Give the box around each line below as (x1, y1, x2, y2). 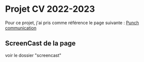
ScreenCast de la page (5, 39, 76, 48)
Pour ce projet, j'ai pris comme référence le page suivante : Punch (5, 20, 139, 26)
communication (5, 25, 37, 31)
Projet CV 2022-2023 (5, 3, 95, 15)
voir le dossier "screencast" (5, 52, 61, 58)
